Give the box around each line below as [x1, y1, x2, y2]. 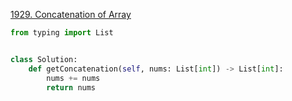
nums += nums [46, 73, 101, 83]
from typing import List [10, 28, 114, 38]
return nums [46, 82, 97, 93]
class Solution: [10, 54, 78, 64]
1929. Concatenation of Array [10, 9, 132, 20]
